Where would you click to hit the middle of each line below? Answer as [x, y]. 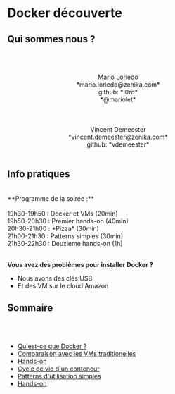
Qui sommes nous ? [51, 39]
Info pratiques [39, 174]
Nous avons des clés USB [55, 278]
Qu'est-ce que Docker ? [52, 346]
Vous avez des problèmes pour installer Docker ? [80, 264]
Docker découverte [65, 13]
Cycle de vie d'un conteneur [58, 369]
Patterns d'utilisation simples [59, 376]
